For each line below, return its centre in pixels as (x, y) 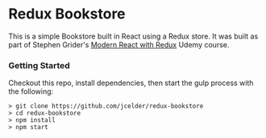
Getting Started (39, 65)
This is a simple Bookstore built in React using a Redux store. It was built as (133, 36)
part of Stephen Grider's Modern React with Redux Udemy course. (119, 44)
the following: (31, 91)
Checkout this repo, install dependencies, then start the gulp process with (131, 83)
